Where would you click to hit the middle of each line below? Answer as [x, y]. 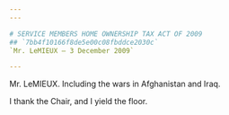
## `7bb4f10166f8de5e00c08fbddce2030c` [84, 42]
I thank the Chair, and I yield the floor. [79, 102]
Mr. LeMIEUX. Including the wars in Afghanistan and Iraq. [115, 84]
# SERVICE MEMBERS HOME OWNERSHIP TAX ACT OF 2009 [106, 34]
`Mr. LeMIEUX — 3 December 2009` [72, 50]
